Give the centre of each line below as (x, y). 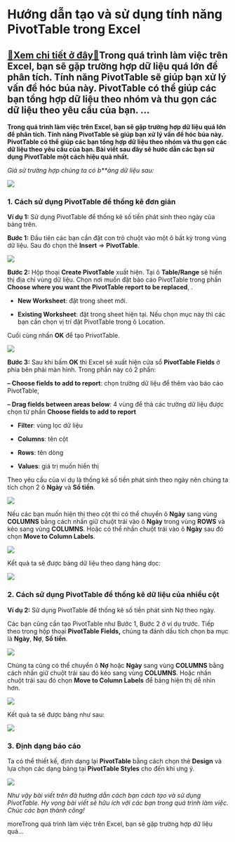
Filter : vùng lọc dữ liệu (50, 426)
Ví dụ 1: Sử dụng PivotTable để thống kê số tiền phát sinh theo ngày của (111, 217)
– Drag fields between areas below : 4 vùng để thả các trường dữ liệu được (116, 404)
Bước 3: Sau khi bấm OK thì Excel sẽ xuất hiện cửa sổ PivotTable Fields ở (114, 362)
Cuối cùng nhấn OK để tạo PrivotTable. (64, 336)
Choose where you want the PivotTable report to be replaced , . (100, 287)
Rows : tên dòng (40, 453)
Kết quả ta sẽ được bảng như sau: (56, 714)
